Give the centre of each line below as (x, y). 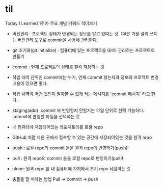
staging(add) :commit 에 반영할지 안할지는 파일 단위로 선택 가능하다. (78, 110)
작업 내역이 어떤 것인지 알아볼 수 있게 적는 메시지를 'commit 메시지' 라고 (81, 94)
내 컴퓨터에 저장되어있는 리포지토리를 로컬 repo (57, 127)
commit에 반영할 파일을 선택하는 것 (46, 116)
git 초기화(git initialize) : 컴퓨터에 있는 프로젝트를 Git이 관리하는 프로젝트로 (83, 50)
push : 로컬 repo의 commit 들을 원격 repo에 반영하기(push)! (70, 148)
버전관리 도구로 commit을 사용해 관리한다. (58, 40)
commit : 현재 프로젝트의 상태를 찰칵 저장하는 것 (58, 67)
